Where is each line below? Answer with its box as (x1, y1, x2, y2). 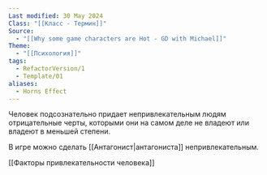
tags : (8, 58, 27, 66)
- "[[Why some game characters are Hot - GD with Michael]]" (15, 34, 227, 43)
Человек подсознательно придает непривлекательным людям (8, 109, 227, 119)
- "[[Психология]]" (15, 49, 82, 58)
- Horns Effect (15, 87, 67, 96)
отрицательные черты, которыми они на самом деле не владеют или (8, 118, 250, 128)
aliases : (8, 79, 38, 87)
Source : (8, 27, 35, 35)
